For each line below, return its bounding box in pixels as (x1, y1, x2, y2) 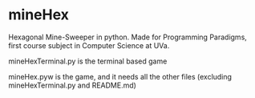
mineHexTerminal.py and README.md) (8, 80, 136, 90)
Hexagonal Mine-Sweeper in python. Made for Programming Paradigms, (8, 32, 247, 42)
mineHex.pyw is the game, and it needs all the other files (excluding (8, 71, 233, 81)
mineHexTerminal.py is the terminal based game (8, 56, 168, 66)
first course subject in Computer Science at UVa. (8, 40, 170, 50)
